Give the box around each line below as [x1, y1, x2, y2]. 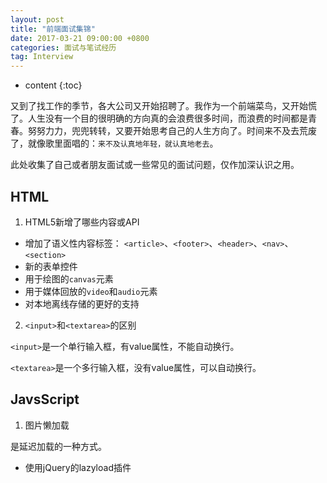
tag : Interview [10, 52, 74, 62]
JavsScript [10, 391, 80, 408]
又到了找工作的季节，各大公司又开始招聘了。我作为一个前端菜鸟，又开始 [10, 100, 308, 112]
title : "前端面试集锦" [10, 24, 96, 34]
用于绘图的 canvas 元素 [24, 272, 114, 285]
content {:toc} [24, 79, 83, 91]
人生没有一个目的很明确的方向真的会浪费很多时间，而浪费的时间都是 [27, 112, 308, 125]
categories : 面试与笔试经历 [10, 42, 117, 53]
